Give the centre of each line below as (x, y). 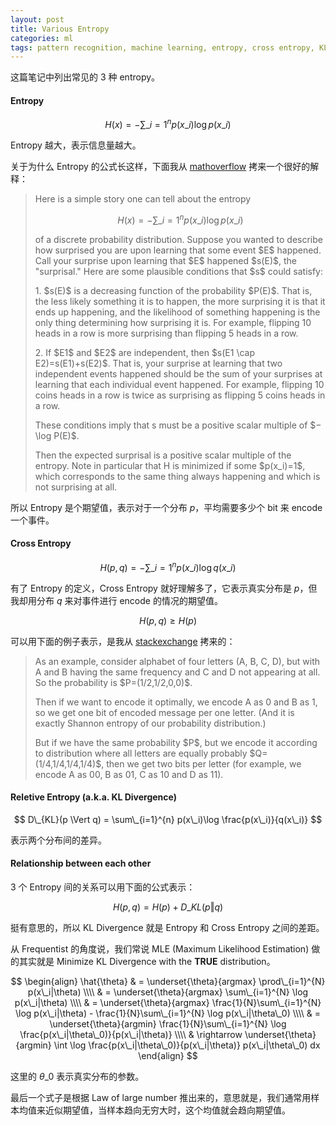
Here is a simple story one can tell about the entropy (143, 199)
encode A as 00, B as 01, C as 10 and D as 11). (129, 774)
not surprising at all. (76, 487)
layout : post (37, 19)
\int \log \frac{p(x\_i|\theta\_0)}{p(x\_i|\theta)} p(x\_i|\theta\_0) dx (187, 1045)
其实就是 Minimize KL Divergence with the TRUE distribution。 (147, 962)
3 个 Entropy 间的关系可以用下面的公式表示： (103, 887)
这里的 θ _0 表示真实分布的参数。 (77, 1077)
